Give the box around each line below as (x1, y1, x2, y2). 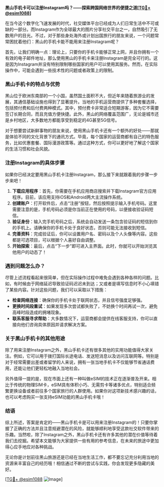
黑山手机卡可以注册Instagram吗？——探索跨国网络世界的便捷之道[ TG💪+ (5, 5, 151, 10)
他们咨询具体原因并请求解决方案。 (20, 321, 89, 327)
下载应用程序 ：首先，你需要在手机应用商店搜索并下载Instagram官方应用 (12, 188, 157, 194)
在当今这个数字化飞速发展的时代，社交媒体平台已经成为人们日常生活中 (5, 21, 146, 26)
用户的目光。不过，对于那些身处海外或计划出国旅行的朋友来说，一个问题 (9, 33, 155, 38)
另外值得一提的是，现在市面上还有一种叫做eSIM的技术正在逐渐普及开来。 (5, 376, 152, 382)
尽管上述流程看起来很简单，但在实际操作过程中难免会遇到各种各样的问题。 (5, 274, 155, 280)
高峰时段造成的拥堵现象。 (12, 309, 64, 315)
